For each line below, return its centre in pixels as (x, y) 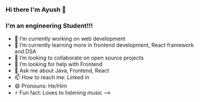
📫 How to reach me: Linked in (52, 77)
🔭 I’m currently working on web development (70, 39)
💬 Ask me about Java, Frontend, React (62, 71)
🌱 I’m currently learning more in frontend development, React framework (104, 45)
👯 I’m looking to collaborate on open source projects (79, 58)
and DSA (25, 52)
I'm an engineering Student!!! (50, 25)
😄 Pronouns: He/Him (41, 86)
